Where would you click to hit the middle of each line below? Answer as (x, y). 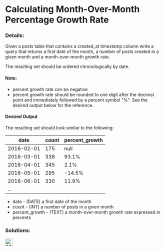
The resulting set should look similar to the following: (59, 127)
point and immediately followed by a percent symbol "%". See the (80, 100)
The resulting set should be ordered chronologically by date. (67, 66)
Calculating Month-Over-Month (72, 9)
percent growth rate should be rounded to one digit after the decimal (83, 94)
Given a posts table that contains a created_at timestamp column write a (79, 46)
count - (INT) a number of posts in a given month (63, 206)
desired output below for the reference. (53, 105)
